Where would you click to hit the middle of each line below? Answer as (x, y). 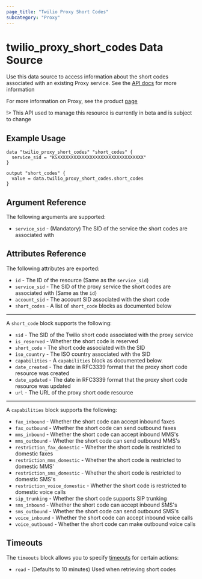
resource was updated (43, 386)
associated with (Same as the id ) (56, 293)
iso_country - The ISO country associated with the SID (83, 354)
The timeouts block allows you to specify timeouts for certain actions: (93, 557)
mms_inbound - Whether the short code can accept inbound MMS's (97, 434)
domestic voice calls (40, 492)
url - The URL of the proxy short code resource (74, 392)
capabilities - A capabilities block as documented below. (89, 360)
